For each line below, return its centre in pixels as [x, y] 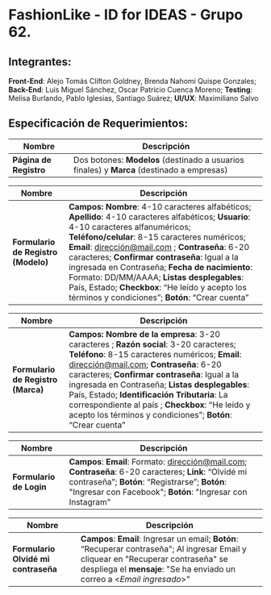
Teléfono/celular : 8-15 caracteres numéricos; [157, 237]
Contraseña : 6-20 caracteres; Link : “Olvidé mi [158, 472]
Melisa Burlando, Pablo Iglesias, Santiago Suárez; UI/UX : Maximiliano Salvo [133, 98]
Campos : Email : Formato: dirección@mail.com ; [158, 461]
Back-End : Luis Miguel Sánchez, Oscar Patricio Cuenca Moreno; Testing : [130, 89]
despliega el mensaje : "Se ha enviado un [158, 568]
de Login [29, 487]
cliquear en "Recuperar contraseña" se [154, 559]
